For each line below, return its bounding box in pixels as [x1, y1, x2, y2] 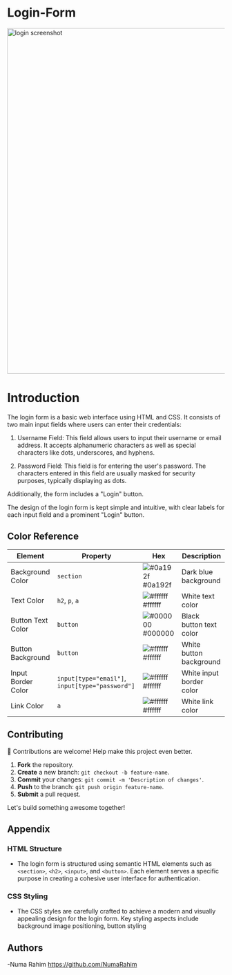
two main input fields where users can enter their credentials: [7, 420, 182, 428]
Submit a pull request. [17, 790, 81, 798]
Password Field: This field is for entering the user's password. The [17, 462, 206, 470]
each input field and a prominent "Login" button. [7, 510, 145, 519]
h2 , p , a [57, 596, 79, 605]
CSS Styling [7, 891, 48, 901]
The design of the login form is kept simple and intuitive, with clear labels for [7, 503, 225, 511]
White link [182, 697, 214, 706]
